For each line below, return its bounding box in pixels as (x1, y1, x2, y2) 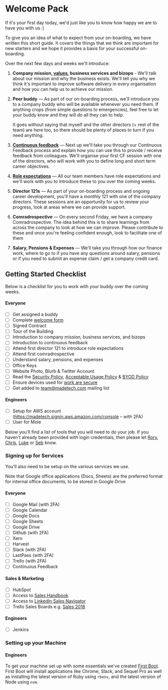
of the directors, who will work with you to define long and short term (12, 158, 156, 164)
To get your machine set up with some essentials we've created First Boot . (5, 663, 159, 669)
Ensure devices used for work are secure (12, 379, 98, 385)
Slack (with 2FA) (12, 546, 47, 553)
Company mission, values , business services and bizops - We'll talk (12, 70, 157, 76)
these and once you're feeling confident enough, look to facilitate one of (12, 229, 162, 236)
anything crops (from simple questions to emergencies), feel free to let (12, 106, 159, 112)
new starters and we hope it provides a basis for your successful (5, 45, 139, 51)
